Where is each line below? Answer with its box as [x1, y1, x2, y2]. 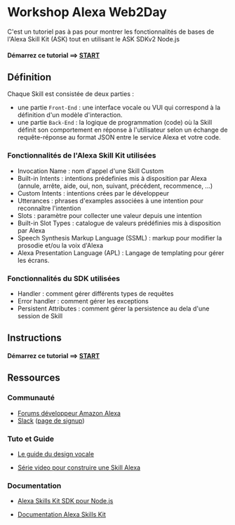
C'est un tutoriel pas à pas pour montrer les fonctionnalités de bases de [7, 27, 215, 36]
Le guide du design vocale [17, 449, 95, 458]
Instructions [7, 332, 62, 344]
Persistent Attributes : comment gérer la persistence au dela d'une [17, 304, 210, 313]
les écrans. [17, 256, 50, 264]
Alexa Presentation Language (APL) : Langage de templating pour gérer [17, 248, 224, 257]
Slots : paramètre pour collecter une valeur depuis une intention [17, 211, 202, 219]
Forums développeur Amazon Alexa [17, 409, 121, 417]
